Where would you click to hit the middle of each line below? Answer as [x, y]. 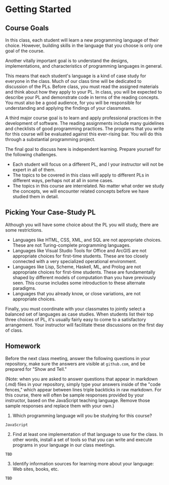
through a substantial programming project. [50, 139]
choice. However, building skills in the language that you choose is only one [84, 46]
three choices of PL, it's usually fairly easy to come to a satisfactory [76, 319]
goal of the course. [25, 51]
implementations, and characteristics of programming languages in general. [84, 66]
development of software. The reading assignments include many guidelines [85, 123]
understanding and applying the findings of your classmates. [68, 108]
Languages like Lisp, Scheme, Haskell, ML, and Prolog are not [77, 267]
